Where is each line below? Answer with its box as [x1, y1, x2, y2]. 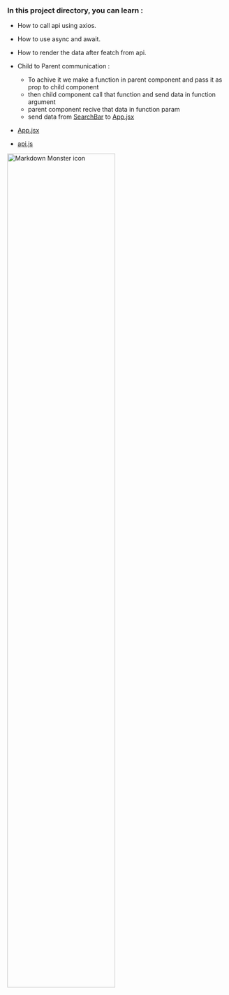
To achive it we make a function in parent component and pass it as [27, 75, 223, 84]
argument [27, 98, 56, 106]
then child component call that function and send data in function [27, 90, 216, 99]
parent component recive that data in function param [27, 105, 180, 114]
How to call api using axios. [17, 22, 96, 30]
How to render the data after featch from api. [17, 48, 147, 57]
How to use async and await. [17, 35, 101, 43]
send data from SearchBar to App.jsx [27, 112, 135, 121]
